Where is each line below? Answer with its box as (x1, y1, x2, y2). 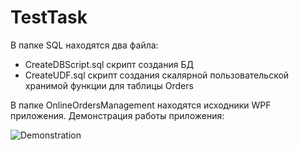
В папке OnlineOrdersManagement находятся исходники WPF (10, 99, 272, 111)
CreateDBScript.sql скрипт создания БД (24, 58, 194, 70)
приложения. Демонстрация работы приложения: (10, 109, 225, 121)
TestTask (10, 6, 88, 29)
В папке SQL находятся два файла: (10, 39, 159, 51)
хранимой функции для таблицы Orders (24, 79, 194, 91)
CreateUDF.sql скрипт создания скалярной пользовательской (24, 69, 290, 81)
